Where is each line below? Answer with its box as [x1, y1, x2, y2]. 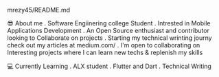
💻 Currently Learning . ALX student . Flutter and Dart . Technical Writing [7, 62, 211, 70]
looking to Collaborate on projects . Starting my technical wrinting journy [7, 34, 212, 42]
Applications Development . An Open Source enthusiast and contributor [7, 27, 209, 34]
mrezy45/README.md [7, 6, 71, 14]
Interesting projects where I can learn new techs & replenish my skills [7, 48, 203, 56]
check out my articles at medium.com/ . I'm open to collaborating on [7, 41, 200, 49]
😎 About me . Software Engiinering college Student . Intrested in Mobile [7, 19, 211, 27]
